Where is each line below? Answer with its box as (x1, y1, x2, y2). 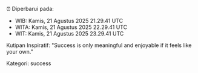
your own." (6, 48, 33, 55)
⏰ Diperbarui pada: (6, 5, 54, 12)
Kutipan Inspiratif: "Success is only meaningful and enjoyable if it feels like (6, 42, 192, 49)
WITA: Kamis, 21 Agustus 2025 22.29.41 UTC (15, 24, 128, 31)
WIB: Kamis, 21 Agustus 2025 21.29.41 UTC (15, 17, 124, 24)
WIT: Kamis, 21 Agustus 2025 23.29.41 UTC (15, 30, 124, 37)
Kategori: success (6, 60, 51, 67)
